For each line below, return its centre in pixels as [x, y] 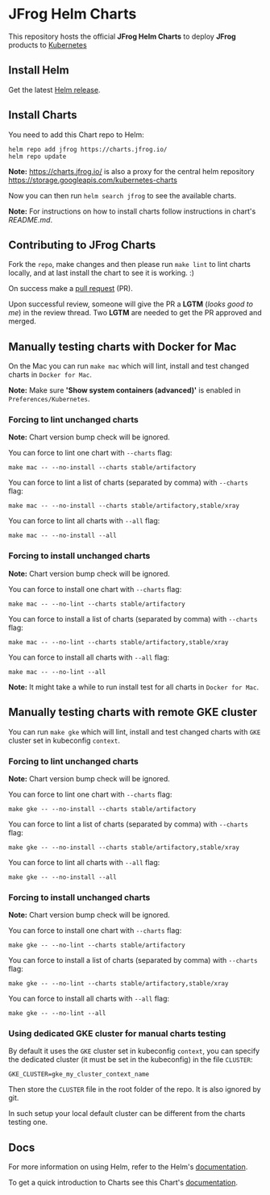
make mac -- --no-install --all [62, 536]
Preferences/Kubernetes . [49, 399]
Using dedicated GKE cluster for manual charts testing [117, 1034]
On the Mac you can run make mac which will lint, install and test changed [129, 366]
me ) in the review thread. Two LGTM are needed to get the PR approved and [135, 313]
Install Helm [39, 71]
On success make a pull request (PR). [71, 289]
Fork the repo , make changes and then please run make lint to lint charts [130, 264]
